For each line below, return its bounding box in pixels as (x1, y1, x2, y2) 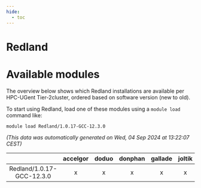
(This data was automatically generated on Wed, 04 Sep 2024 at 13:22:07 (6, 134, 190, 141)
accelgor (62, 154, 89, 162)
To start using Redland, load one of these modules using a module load (6, 105, 181, 113)
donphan (118, 154, 145, 162)
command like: (6, 111, 42, 119)
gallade (150, 154, 172, 162)
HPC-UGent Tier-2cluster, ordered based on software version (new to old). (6, 93, 190, 101)
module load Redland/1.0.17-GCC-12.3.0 (6, 123, 106, 129)
